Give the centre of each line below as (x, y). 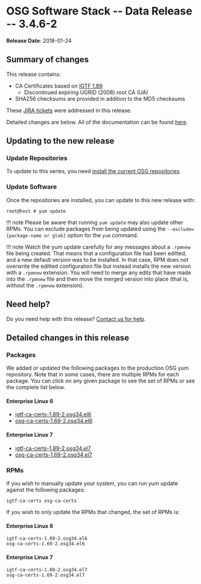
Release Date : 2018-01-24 (39, 40)
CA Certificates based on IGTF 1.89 (59, 86)
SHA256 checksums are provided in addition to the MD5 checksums (100, 98)
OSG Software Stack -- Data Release (99, 11)
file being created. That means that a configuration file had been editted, (97, 253)
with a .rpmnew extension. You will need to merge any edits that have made (99, 272)
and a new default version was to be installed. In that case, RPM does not (97, 259)
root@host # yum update (36, 211)
